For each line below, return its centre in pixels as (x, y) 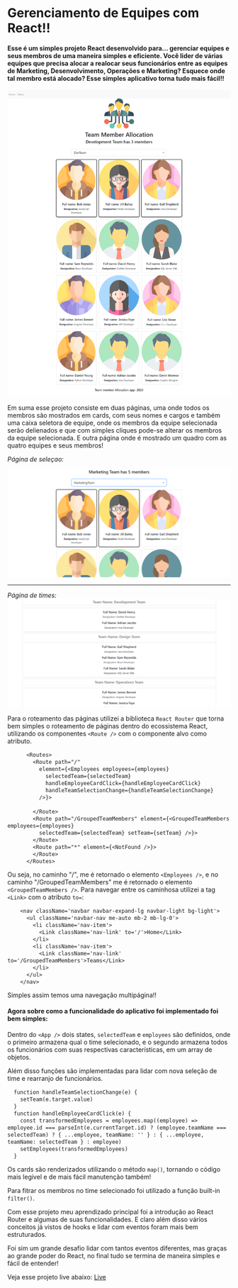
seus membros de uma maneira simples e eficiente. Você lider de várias (115, 55)
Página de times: (32, 595)
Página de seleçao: (35, 460)
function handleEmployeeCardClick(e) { (73, 1114)
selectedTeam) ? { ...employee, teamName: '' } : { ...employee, (106, 1135)
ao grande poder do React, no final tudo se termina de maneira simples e (114, 1255)
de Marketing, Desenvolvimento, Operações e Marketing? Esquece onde (116, 71)
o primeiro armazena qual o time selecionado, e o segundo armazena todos (118, 1042)
